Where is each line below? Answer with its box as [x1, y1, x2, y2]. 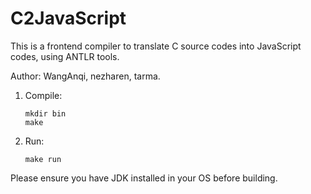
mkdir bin [24, 108, 67, 119]
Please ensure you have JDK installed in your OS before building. [10, 172, 278, 184]
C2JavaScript [10, 7, 127, 30]
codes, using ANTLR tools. [10, 50, 120, 62]
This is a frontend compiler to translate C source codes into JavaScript [10, 40, 302, 52]
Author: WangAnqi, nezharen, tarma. [10, 70, 161, 82]
